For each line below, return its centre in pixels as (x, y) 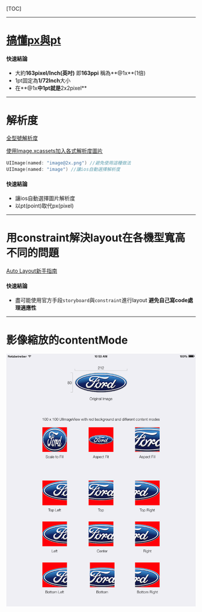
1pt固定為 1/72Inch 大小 (43, 81)
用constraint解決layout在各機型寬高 (96, 238)
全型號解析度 (22, 138)
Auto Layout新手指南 (32, 271)
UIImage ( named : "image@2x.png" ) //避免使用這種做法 (69, 163)
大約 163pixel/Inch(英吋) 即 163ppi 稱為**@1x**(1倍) (80, 73)
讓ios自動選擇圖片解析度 (45, 199)
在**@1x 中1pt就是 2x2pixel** (51, 88)
